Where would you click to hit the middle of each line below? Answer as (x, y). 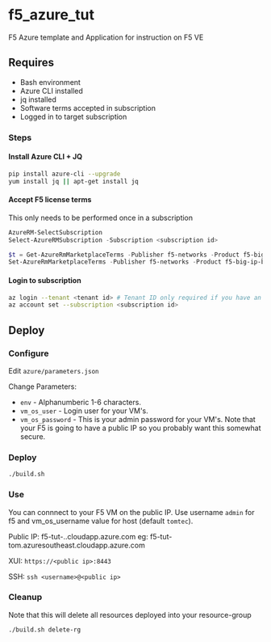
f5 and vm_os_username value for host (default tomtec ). (101, 521)
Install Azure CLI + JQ (46, 157)
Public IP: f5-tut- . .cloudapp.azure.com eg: (78, 536)
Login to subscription (45, 280)
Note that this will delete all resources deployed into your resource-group (130, 615)
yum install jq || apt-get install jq (73, 181)
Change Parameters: (42, 386)
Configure (29, 353)
